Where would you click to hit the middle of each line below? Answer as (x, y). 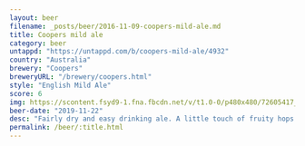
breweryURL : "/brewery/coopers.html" (81, 77)
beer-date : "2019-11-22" (56, 111)
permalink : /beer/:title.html (67, 128)
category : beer (38, 43)
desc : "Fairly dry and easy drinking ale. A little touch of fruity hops (152, 119)
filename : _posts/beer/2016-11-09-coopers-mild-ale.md (115, 26)
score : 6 (26, 93)
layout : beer (34, 18)
